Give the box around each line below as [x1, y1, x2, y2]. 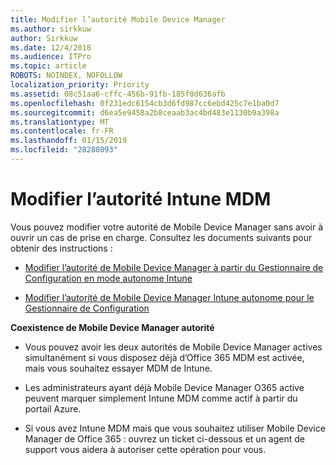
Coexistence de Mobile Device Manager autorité [10, 321, 215, 333]
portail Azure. [24, 402, 82, 415]
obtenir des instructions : [10, 242, 113, 254]
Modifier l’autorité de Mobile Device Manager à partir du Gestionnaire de [24, 261, 324, 273]
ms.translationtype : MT [10, 117, 110, 127]
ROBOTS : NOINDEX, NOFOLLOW [10, 71, 123, 81]
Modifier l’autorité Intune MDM [10, 188, 272, 211]
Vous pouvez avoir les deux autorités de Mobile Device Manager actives [24, 341, 323, 353]
